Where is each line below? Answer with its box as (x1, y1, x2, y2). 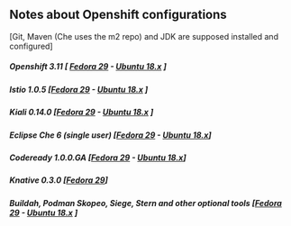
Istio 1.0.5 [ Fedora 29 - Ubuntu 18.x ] (9, 84, 149, 95)
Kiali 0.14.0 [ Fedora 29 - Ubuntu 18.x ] (9, 107, 154, 118)
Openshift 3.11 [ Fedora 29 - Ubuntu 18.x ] (9, 61, 167, 72)
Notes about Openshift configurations (9, 7, 227, 23)
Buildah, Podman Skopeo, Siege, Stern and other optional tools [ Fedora (9, 197, 282, 208)
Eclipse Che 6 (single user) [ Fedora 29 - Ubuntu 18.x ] (9, 130, 212, 140)
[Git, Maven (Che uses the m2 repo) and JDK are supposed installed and (9, 31, 279, 41)
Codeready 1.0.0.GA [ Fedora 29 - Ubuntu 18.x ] (9, 152, 186, 163)
